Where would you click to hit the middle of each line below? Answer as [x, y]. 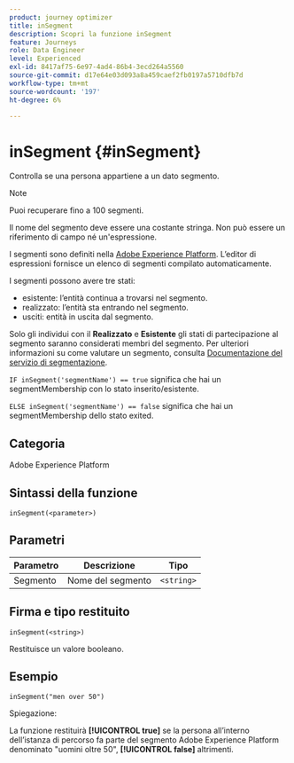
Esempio [34, 676]
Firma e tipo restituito [70, 612]
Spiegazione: [33, 713]
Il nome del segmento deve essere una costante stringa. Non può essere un [147, 228]
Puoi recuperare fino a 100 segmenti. [77, 210]
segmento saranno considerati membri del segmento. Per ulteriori [129, 343]
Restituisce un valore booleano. [66, 649]
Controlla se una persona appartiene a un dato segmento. [114, 176]
